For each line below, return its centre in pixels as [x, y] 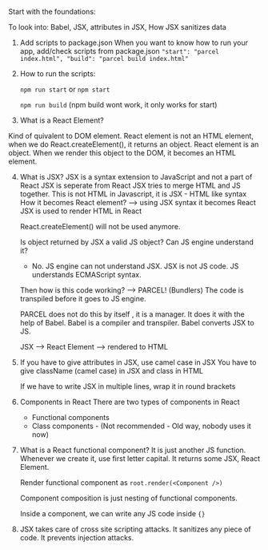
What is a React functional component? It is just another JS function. [133, 450]
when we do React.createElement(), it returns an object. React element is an [134, 144]
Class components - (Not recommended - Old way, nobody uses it [142, 426]
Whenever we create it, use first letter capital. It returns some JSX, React [140, 459]
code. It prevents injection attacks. [77, 538]
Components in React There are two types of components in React [130, 402]
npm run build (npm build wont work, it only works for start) [118, 105]
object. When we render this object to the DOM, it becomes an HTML [122, 153]
